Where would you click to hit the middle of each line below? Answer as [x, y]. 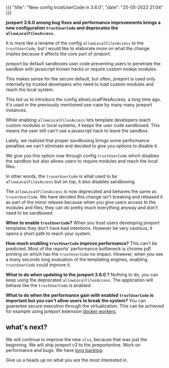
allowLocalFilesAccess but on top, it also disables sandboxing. [71, 181]
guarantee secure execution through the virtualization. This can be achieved [85, 306]
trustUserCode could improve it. [38, 265]
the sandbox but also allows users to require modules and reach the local [82, 161]
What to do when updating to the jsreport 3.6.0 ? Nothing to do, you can [82, 275]
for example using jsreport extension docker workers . [61, 311]
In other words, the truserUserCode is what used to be [62, 176]
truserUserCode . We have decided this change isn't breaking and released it [84, 197]
